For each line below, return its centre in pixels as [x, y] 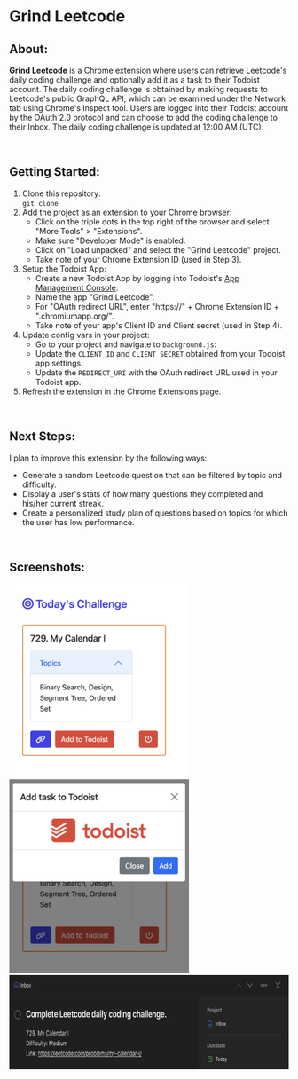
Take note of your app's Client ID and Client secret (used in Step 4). [159, 325]
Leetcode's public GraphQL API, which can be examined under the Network [148, 98]
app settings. [59, 363]
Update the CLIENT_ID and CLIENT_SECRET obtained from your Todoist [160, 353]
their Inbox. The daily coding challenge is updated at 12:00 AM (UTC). [137, 127]
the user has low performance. [78, 522]
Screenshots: [47, 567]
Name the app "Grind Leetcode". [95, 297]
